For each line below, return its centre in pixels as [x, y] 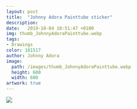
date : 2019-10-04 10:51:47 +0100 [50, 28]
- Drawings [20, 45]
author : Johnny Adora [33, 56]
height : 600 [26, 72]
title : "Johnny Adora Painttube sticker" [59, 17]
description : [22, 23]
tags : [13, 39]
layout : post [22, 12]
